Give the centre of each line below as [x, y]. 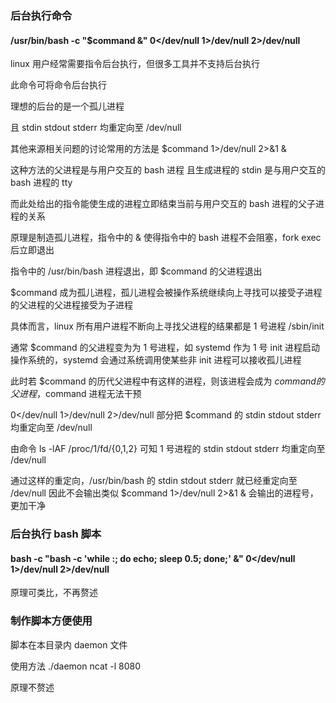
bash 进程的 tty [41, 183]
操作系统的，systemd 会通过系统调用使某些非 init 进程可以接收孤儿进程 [156, 360]
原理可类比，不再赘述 [54, 593]
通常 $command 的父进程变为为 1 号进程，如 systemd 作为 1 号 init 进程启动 [165, 348]
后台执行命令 [41, 15]
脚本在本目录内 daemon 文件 [69, 644]
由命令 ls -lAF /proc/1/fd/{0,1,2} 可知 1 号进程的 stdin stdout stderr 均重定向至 [168, 449]
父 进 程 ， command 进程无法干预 [76, 394]
